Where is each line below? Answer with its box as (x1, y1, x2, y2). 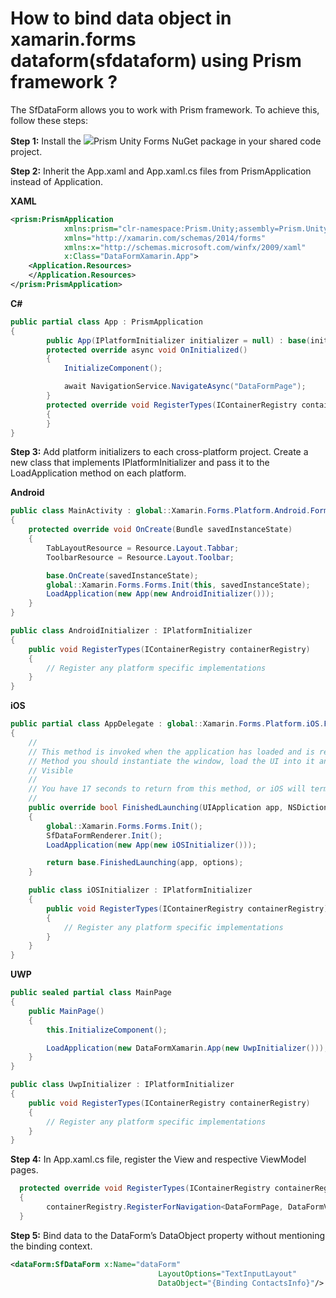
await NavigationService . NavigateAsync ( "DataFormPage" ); (63, 382, 307, 392)
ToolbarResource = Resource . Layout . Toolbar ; (46, 552, 235, 562)
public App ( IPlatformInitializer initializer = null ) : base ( (46, 335, 311, 346)
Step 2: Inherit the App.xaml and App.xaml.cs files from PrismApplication (10, 165, 312, 177)
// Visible (28, 765, 74, 776)
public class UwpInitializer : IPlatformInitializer (10, 1080, 235, 1090)
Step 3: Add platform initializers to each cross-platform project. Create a (10, 446, 309, 458)
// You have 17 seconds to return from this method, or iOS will (28, 784, 307, 794)
